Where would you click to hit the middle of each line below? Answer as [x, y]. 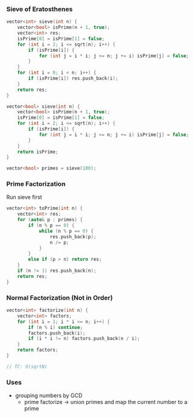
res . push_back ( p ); [73, 236]
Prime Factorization [36, 184]
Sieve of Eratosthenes [40, 9]
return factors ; [38, 350]
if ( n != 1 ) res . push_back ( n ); [57, 271]
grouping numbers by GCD [49, 395]
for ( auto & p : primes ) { [50, 220]
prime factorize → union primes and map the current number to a [106, 402]
